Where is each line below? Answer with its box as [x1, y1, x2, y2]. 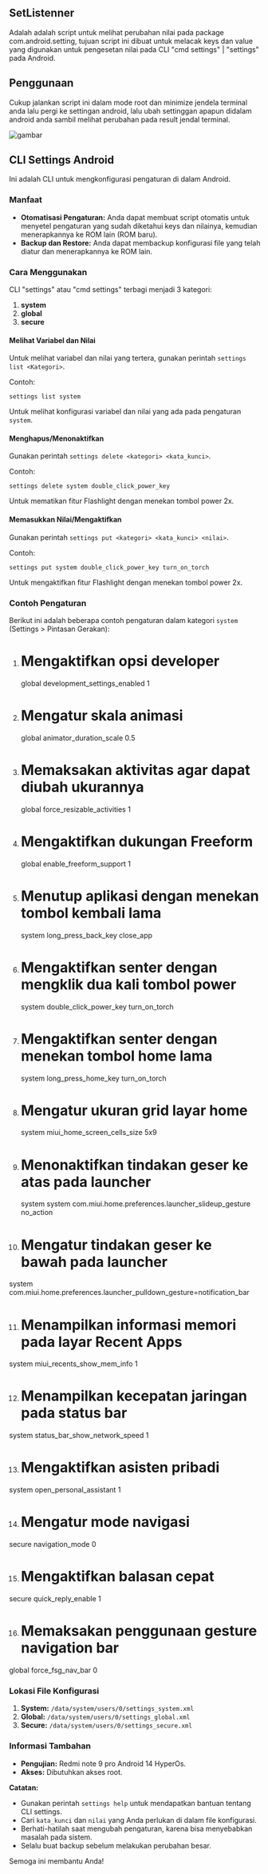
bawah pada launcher [20, 1253, 168, 1271]
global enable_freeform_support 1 [20, 859, 131, 869]
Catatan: [9, 1783, 39, 1792]
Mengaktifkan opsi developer [20, 652, 220, 670]
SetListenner [9, 6, 75, 20]
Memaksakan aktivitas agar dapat [20, 761, 250, 779]
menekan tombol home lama [20, 1047, 213, 1065]
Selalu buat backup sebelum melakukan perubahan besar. [20, 1840, 212, 1850]
